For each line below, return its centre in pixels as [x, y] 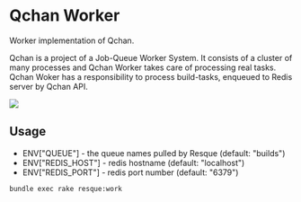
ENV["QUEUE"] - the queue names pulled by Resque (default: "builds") [154, 153]
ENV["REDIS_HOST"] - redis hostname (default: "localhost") [133, 162]
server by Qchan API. [49, 86]
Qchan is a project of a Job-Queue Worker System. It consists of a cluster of [151, 57]
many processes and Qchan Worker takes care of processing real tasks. [143, 67]
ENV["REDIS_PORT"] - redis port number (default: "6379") [130, 172]
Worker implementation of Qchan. [72, 40]
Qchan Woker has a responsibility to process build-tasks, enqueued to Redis [151, 76]
